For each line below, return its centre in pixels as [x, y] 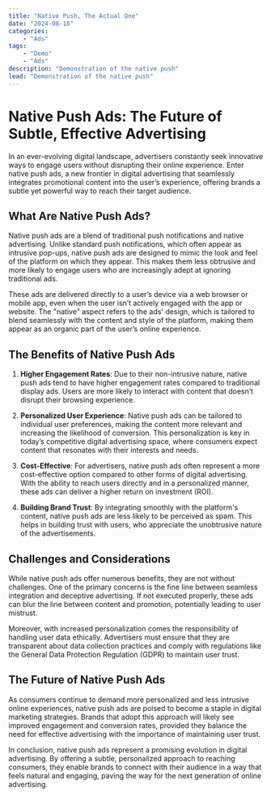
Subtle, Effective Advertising [107, 134]
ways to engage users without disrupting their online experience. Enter [126, 165]
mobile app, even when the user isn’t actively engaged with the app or [125, 303]
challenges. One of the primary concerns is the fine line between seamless [133, 587]
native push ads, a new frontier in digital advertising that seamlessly [122, 173]
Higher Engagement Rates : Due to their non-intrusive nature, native [133, 374]
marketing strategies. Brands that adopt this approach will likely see [121, 717]
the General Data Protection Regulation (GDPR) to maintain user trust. [124, 655]
